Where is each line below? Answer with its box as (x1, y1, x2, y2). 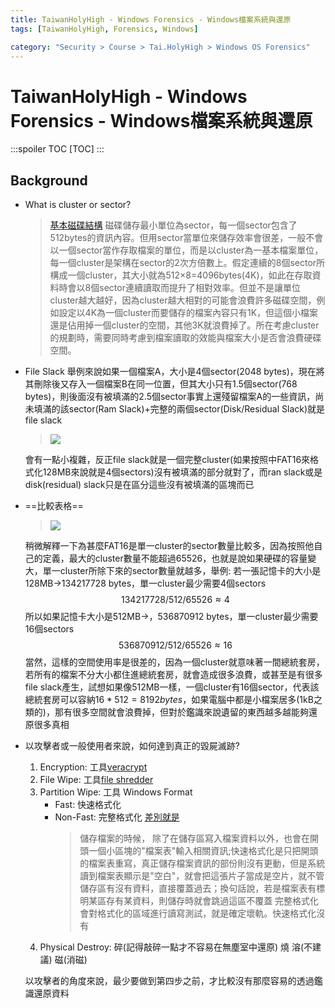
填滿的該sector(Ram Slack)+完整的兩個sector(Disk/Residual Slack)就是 (33, 403, 326, 415)
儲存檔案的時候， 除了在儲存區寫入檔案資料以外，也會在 (79, 832, 311, 845)
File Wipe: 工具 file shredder (39, 774, 154, 786)
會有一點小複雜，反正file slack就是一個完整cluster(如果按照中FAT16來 (24, 454, 311, 466)
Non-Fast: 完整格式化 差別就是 (54, 811, 180, 823)
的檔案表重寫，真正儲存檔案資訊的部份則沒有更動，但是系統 (79, 857, 326, 870)
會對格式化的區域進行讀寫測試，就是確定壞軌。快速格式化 (79, 907, 317, 920)
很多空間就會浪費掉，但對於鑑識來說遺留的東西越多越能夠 (71, 706, 309, 718)
